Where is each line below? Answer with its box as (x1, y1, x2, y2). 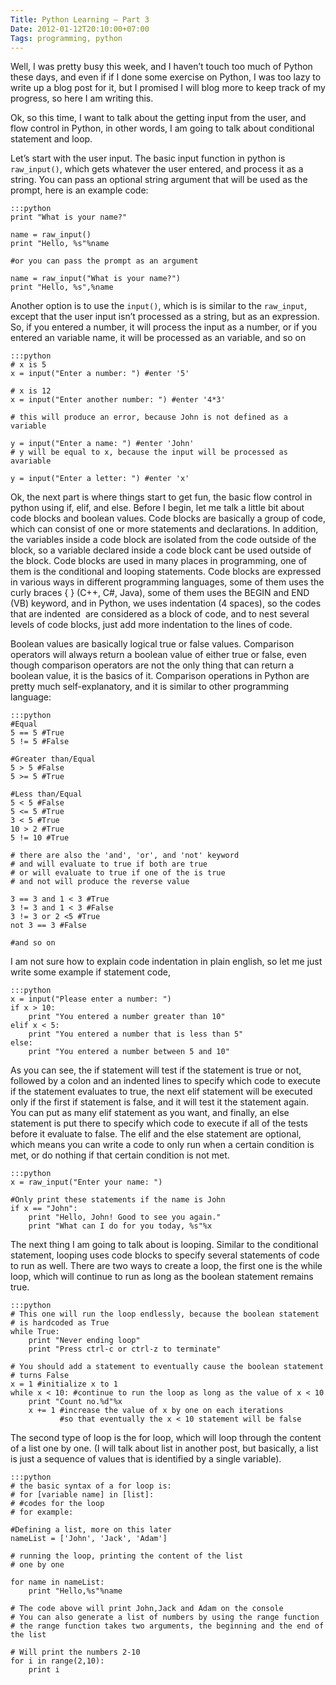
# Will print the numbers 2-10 (10, 1647, 141, 1658)
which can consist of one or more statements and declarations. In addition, (10, 523, 319, 535)
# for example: (10, 1507, 74, 1518)
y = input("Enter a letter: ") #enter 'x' (10, 474, 190, 484)
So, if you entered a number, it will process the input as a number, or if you (10, 321, 318, 333)
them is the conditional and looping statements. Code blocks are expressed (10, 566, 322, 578)
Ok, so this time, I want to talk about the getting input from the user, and (10, 112, 307, 124)
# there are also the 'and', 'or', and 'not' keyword (10, 851, 240, 861)
